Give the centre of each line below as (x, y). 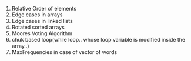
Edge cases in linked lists (42, 21)
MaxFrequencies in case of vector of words (64, 52)
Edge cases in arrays (37, 15)
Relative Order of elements (44, 9)
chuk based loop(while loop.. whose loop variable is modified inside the (98, 40)
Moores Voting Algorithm (42, 33)
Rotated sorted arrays (38, 27)
